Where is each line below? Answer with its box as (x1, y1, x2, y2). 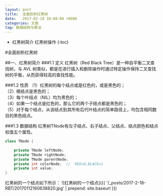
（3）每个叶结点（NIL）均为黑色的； (5, 94, 79, 100)
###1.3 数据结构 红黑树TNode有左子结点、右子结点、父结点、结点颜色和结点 (5, 123, 159, 129)
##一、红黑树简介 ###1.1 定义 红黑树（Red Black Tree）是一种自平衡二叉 (5, 60, 151, 66)
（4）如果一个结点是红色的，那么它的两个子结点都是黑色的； (5, 101, 127, 107)
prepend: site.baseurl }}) (68, 185, 117, 191)
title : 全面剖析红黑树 (5, 12, 48, 17)
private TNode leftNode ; (14, 148, 64, 153)
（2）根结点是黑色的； (5, 89, 51, 94)
